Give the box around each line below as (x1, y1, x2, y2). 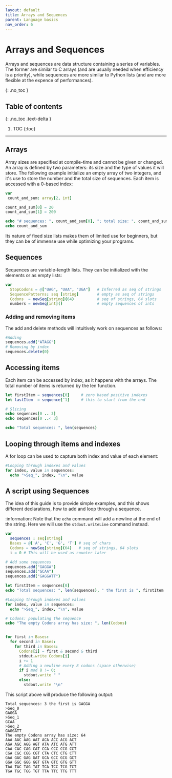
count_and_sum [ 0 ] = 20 (5, 205, 54, 210)
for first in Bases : (5, 634, 50, 639)
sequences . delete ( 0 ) (5, 349, 50, 355)
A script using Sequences (5, 487, 90, 495)
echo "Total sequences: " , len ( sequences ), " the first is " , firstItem (5, 588, 164, 593)
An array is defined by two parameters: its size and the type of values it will (5, 164, 164, 170)
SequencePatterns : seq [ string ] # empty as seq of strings (10, 291, 155, 297)
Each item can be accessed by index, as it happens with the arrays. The (5, 377, 157, 383)
